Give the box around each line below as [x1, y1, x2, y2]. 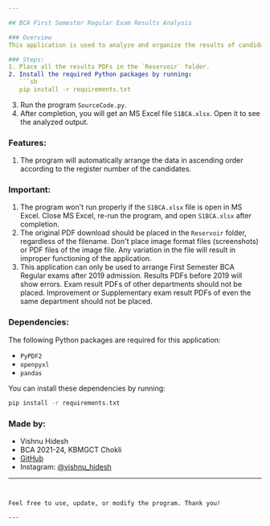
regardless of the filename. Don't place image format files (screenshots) [19, 237, 259, 246]
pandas [19, 369, 43, 377]
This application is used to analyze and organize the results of [8, 41, 235, 49]
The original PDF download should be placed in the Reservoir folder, [19, 228, 247, 238]
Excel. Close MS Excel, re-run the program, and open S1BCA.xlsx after [19, 211, 252, 221]
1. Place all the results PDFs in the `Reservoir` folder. [8, 63, 211, 71]
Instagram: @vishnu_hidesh [19, 462, 112, 471]
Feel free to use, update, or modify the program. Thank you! [8, 499, 221, 507]
